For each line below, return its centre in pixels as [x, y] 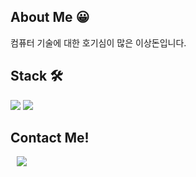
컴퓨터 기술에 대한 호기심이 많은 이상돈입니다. [98, 42]
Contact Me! [50, 138]
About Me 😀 [50, 17]
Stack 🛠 [36, 76]
